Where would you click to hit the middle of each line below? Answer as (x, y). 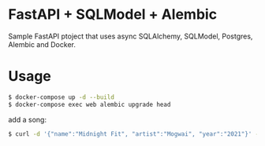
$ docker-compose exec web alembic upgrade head (90, 104)
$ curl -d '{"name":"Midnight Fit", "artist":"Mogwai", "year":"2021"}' (130, 134)
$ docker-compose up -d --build (61, 97)
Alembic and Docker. (42, 44)
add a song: (28, 119)
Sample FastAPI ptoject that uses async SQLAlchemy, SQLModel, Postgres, (131, 36)
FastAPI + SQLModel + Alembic (113, 15)
